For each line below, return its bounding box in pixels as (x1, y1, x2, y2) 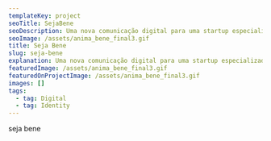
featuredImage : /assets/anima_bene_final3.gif (8, 64, 168, 73)
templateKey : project (8, 11, 81, 20)
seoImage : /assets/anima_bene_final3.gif (8, 34, 150, 43)
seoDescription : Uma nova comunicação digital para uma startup (8, 27, 229, 35)
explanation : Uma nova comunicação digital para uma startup (8, 57, 219, 65)
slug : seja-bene (8, 49, 63, 57)
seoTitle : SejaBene (8, 19, 74, 27)
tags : (8, 86, 27, 95)
